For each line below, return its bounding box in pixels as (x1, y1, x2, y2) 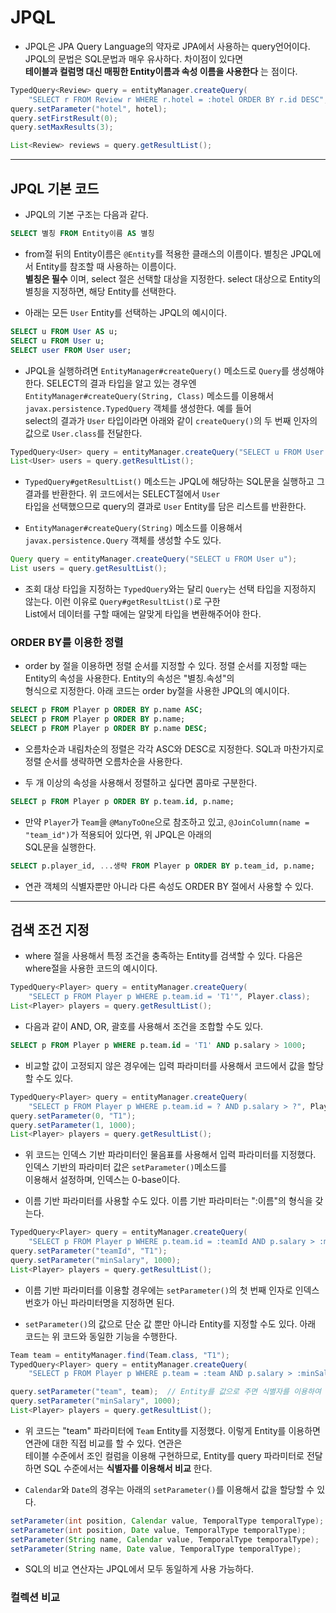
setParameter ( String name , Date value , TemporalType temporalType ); (10, 1544, 302, 1554)
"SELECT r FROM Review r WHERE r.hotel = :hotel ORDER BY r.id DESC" (28, 94, 325, 105)
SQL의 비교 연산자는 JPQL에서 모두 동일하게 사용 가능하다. (24, 1563, 255, 1575)
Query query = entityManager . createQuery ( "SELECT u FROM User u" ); (10, 554, 298, 565)
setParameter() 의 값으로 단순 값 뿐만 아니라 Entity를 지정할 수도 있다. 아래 (24, 1317, 317, 1330)
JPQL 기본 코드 (10, 180, 100, 197)
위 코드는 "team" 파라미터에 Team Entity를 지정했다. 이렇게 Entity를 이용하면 (24, 1424, 321, 1436)
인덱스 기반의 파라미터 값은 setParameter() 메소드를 (24, 1161, 227, 1173)
